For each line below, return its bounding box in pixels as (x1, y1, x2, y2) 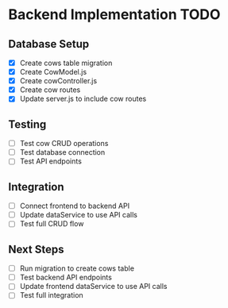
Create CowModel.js (19, 67, 87, 77)
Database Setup (8, 37, 90, 51)
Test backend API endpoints (19, 272, 113, 283)
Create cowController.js (19, 76, 98, 86)
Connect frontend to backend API (19, 201, 129, 211)
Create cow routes (19, 85, 81, 94)
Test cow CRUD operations (19, 139, 109, 148)
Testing (8, 117, 47, 131)
